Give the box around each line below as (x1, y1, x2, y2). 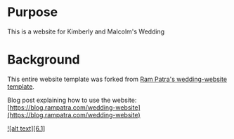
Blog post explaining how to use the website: (7, 96, 137, 104)
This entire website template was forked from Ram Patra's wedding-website (7, 75, 227, 83)
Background (7, 52, 80, 68)
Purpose (7, 4, 58, 20)
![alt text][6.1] (7, 124, 46, 133)
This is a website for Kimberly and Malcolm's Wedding (7, 27, 165, 36)
